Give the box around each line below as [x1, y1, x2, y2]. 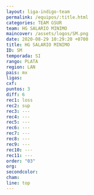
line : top [6, 180, 31, 186]
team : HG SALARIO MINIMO [6, 25, 67, 32]
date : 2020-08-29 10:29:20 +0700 [6, 36, 89, 42]
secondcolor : [6, 169, 38, 175]
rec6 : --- [6, 125, 31, 131]
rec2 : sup [6, 102, 31, 109]
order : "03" [6, 158, 35, 164]
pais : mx [6, 70, 28, 76]
